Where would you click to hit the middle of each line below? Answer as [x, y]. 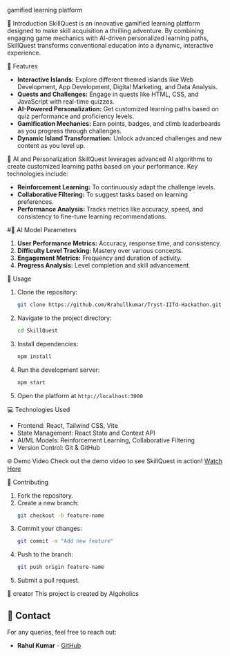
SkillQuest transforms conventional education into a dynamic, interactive [111, 45]
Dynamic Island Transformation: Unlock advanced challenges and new [119, 138]
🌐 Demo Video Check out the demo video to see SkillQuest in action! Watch [115, 461]
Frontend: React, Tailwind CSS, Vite [68, 425]
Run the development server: [58, 370]
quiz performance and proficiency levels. [76, 116]
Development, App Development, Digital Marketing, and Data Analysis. [117, 87]
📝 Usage [19, 279]
